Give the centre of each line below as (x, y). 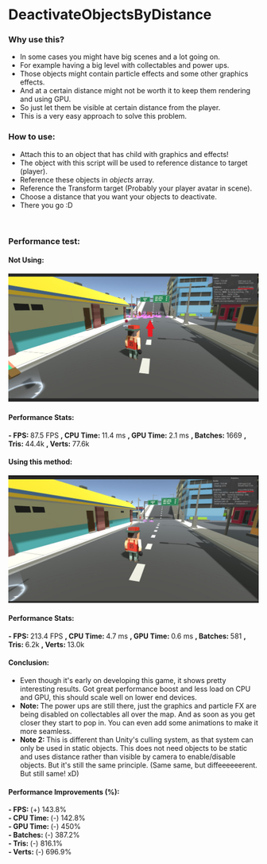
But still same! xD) (49, 774)
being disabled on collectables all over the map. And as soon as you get (137, 714)
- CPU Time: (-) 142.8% (47, 818)
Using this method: (41, 462)
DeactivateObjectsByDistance (110, 15)
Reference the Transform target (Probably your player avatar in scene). (136, 188)
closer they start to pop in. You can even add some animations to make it (139, 723)
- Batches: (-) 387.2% (44, 835)
